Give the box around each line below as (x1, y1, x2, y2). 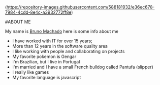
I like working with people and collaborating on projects (12, 49, 125, 54)
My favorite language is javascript (12, 75, 81, 80)
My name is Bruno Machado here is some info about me (5, 28, 119, 34)
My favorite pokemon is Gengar (12, 54, 76, 59)
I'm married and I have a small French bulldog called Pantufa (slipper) (12, 64, 154, 70)
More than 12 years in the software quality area (12, 43, 108, 49)
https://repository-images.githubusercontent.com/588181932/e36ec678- (6, 4, 155, 10)
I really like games (12, 69, 49, 75)
